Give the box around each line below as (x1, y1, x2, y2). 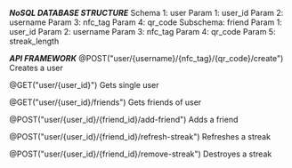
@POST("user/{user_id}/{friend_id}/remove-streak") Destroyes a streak (9, 148, 272, 159)
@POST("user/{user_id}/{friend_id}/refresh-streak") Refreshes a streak (9, 132, 272, 141)
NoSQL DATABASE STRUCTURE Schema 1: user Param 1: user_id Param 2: (9, 8, 284, 18)
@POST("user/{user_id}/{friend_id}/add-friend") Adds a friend (9, 115, 239, 124)
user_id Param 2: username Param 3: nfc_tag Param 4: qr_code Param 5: (9, 27, 276, 36)
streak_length (9, 36, 60, 46)
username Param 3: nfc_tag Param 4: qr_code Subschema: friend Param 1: (9, 17, 283, 28)
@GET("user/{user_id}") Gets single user (9, 80, 159, 90)
